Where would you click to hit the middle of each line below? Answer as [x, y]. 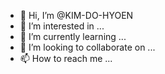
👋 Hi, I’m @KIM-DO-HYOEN [76, 15]
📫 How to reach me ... [66, 58]
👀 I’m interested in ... [62, 26]
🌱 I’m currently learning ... [73, 36]
